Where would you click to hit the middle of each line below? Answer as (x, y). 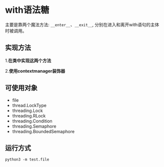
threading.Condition (32, 121)
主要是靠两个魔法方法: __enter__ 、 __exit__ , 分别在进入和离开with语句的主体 (82, 25)
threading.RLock (29, 115)
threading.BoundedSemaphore (43, 131)
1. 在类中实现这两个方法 (28, 60)
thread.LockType (29, 105)
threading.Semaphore (34, 126)
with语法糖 (27, 10)
